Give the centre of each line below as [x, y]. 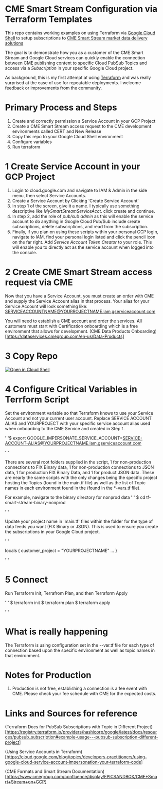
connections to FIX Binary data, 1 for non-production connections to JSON [80, 467]
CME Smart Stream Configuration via [81, 9]
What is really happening [57, 632]
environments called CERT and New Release [57, 131]
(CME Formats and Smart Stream [38, 771]
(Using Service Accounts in [32, 752]
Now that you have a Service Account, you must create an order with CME [80, 296]
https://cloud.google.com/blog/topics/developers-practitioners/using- [77, 757]
